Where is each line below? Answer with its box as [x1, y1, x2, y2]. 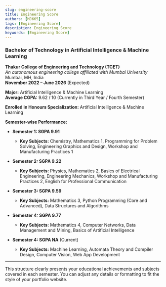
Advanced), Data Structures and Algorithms [19, 203, 109, 209]
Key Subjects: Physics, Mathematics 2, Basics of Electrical [19, 168, 140, 174]
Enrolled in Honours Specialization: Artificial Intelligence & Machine [5, 104, 144, 110]
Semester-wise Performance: [5, 119, 68, 125]
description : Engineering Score [5, 26, 72, 31]
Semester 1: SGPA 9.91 [12, 129, 60, 135]
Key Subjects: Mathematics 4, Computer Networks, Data [19, 222, 136, 228]
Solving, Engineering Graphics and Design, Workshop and [19, 143, 138, 149]
